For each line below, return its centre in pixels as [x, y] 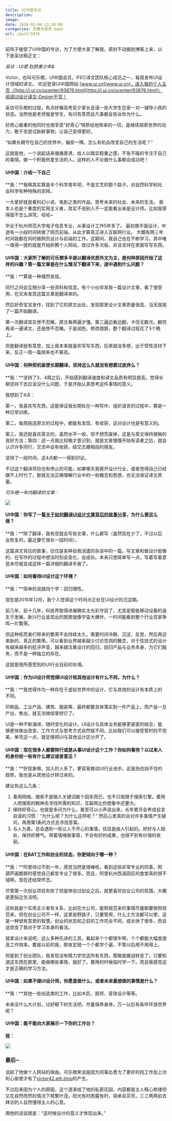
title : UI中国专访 [24, 10]
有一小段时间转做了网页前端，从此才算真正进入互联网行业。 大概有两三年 [87, 232]
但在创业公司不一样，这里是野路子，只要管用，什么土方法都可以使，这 [93, 914]
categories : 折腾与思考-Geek [35, 29]
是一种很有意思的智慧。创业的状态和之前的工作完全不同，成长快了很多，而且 [86, 921]
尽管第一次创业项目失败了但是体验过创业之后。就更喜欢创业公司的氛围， [81, 890]
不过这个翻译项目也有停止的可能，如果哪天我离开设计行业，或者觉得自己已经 [86, 468]
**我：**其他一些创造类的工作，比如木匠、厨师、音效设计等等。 [73, 993]
